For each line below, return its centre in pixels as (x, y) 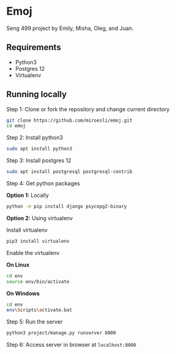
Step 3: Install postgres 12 (39, 161)
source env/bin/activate (38, 282)
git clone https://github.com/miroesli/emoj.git (69, 120)
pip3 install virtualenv (38, 241)
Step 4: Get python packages (43, 183)
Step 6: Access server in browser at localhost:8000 (71, 345)
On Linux (18, 265)
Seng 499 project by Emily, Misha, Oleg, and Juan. (70, 28)
